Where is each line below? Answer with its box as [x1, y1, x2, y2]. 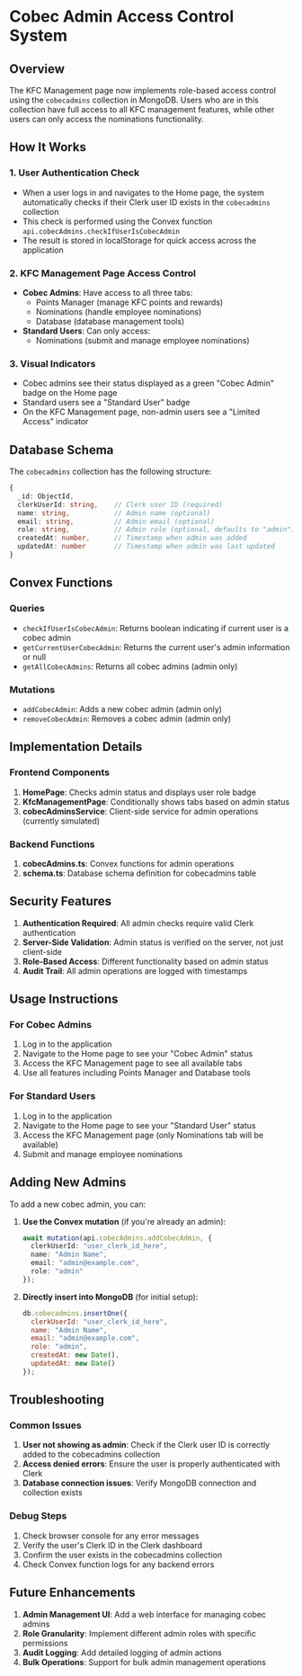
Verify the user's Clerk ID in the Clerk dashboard [22, 1539, 203, 1550]
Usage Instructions [9, 992, 119, 1007]
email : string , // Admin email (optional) [17, 517, 216, 526]
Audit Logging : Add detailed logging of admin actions [22, 1647, 222, 1658]
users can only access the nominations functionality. [9, 114, 204, 124]
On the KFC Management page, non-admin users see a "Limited [22, 406, 261, 417]
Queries [9, 602, 45, 615]
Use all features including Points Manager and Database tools [22, 1067, 252, 1078]
